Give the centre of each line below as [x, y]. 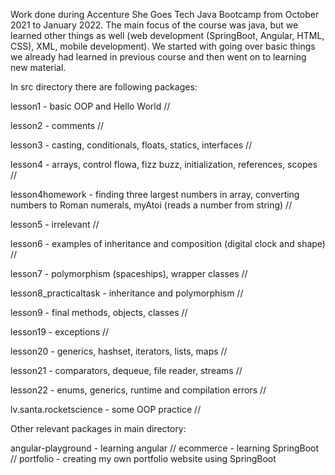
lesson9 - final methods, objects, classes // [99, 312]
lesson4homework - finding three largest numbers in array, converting [155, 194]
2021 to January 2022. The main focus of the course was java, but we [154, 25]
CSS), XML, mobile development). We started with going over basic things [163, 46]
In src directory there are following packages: [104, 87]
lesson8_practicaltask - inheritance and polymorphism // [127, 293]
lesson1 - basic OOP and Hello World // [90, 106]
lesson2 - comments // [57, 125]
